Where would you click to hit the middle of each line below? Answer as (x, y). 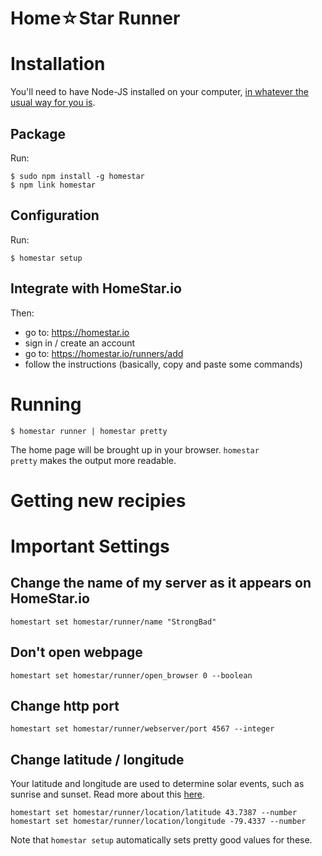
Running (46, 404)
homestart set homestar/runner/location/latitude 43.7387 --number (154, 813)
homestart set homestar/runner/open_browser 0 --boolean (131, 675)
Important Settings (90, 546)
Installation (58, 64)
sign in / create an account (80, 343)
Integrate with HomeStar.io (96, 288)
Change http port (65, 705)
